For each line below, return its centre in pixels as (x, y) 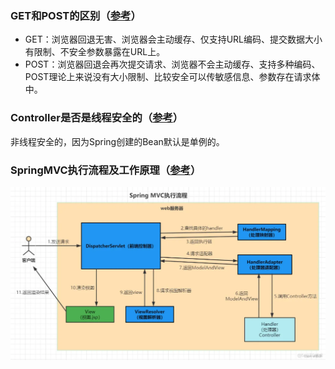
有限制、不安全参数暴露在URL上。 (95, 52)
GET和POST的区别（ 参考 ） (76, 15)
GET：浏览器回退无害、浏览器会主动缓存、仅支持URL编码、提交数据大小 (173, 39)
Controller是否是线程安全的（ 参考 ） (97, 118)
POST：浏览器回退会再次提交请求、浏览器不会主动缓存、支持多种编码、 (172, 64)
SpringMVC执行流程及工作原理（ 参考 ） (106, 170)
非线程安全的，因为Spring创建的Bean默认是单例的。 (117, 141)
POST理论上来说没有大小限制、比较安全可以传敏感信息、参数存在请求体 (172, 77)
